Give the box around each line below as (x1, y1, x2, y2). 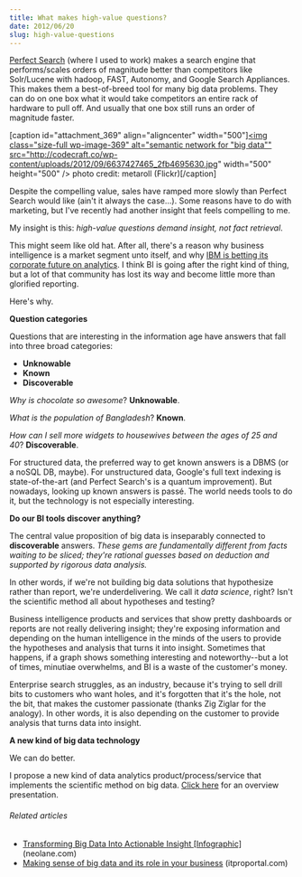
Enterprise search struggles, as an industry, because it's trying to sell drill (9, 679, 282, 690)
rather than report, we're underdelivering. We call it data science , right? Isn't (9, 587, 293, 598)
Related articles (9, 810, 68, 821)
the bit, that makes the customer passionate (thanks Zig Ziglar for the (9, 698, 267, 710)
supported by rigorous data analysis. (9, 560, 147, 571)
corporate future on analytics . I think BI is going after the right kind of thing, (9, 259, 290, 270)
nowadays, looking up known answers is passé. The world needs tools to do (9, 486, 293, 497)
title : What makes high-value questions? (9, 13, 168, 23)
